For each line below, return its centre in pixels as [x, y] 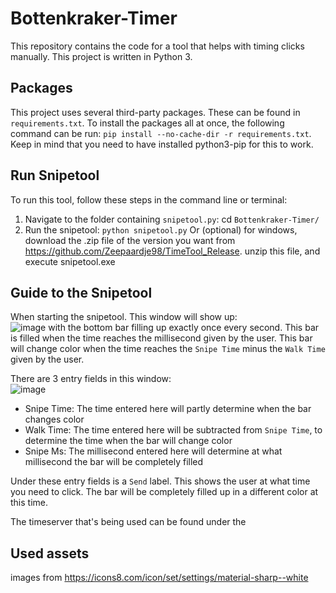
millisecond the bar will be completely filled [114, 462]
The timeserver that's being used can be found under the [128, 522]
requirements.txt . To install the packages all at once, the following [147, 123]
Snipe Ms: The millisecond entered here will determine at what [153, 451]
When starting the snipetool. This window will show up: [124, 317]
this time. [29, 503]
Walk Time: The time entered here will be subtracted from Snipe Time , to [173, 430]
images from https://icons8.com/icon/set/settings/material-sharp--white [159, 578]
